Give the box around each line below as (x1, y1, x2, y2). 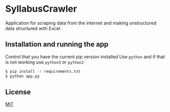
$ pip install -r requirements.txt (5, 69, 81, 74)
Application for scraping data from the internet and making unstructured (5, 20, 157, 26)
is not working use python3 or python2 (5, 59, 84, 65)
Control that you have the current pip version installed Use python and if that (5, 53, 165, 60)
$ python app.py (5, 73, 40, 79)
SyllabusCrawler (5, 3, 77, 15)
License (5, 88, 31, 96)
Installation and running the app (5, 40, 108, 49)
